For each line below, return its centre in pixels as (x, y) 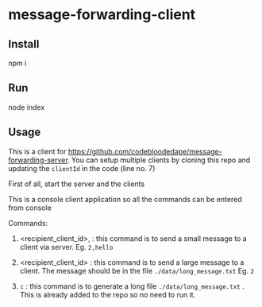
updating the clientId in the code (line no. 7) (82, 168)
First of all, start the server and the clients (77, 184)
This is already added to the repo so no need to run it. (108, 294)
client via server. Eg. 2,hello (66, 247)
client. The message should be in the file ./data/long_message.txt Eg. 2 (137, 270)
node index (27, 107)
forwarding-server (38, 160)
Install (24, 44)
